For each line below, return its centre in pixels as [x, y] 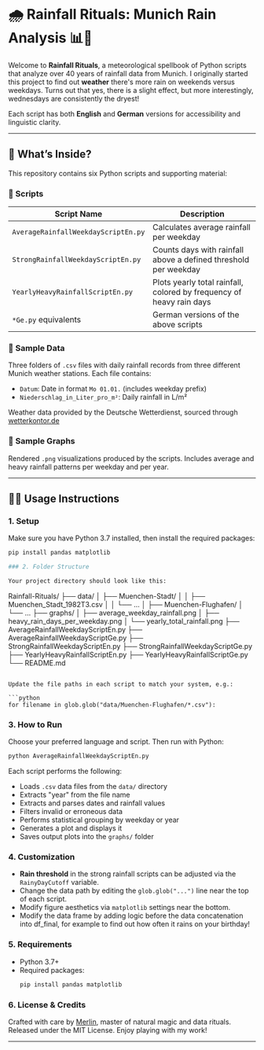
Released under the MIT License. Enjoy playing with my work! [108, 1030]
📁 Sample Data [37, 348]
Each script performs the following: [65, 772]
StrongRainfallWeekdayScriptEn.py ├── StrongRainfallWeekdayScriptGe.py [130, 646]
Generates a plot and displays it [71, 828]
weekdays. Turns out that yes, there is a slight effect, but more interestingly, [131, 90]
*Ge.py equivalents [46, 320]
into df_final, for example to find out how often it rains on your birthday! [134, 924]
